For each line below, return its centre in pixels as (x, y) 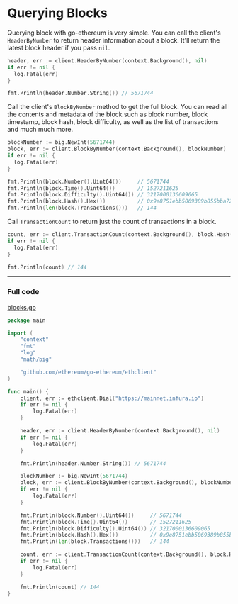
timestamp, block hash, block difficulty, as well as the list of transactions (113, 122)
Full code (23, 292)
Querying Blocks (57, 13)
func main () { (28, 391)
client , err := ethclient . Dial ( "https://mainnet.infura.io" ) (112, 398)
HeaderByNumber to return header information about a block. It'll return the (114, 40)
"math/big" (36, 359)
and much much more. (40, 130)
